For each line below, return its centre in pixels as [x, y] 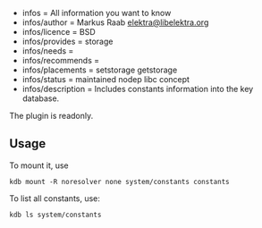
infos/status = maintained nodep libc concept [106, 79]
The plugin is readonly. [51, 116]
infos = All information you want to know [97, 13]
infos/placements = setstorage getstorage [100, 70]
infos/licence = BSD [59, 32]
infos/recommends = [61, 60]
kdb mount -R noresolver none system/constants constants [119, 182]
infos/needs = [48, 51]
